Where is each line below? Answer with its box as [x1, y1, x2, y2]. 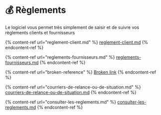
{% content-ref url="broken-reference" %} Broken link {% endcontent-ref [5, 69, 157, 75]
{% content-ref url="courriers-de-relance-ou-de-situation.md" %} [5, 84, 141, 90]
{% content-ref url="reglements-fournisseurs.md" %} [5, 54, 115, 60]
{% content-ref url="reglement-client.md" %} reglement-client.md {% [5, 39, 148, 45]
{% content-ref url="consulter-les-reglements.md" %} [5, 99, 116, 105]
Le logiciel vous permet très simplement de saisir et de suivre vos [5, 24, 140, 30]
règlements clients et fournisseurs [5, 29, 75, 35]
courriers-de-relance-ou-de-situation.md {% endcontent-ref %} [5, 89, 137, 95]
